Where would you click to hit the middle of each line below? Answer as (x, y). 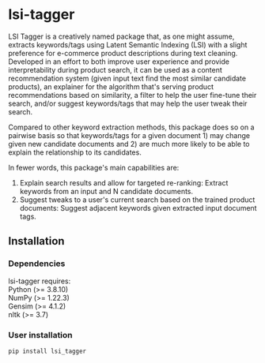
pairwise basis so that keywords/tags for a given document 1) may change (129, 135)
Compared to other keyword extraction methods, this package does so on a (131, 127)
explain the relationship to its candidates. (75, 152)
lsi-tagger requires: (40, 281)
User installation (40, 335)
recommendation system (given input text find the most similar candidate (127, 78)
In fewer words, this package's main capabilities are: (94, 167)
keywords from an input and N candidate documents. (106, 191)
